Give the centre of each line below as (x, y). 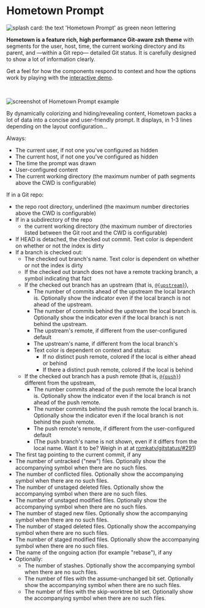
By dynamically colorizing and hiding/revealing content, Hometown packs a (102, 113)
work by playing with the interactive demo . (60, 77)
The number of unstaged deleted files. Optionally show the (89, 487)
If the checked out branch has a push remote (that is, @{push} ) (102, 376)
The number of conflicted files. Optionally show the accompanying (99, 474)
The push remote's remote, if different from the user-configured (114, 428)
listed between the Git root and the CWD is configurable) (96, 232)
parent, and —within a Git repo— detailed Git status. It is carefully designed (101, 52)
